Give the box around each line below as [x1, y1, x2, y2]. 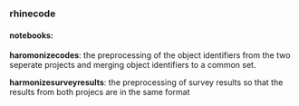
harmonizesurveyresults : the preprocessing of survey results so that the [9, 77, 284, 88]
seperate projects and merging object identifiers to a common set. [9, 60, 256, 71]
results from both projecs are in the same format [9, 87, 190, 98]
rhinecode [9, 7, 56, 20]
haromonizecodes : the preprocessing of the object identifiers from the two [9, 50, 291, 61]
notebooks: [9, 30, 54, 41]
